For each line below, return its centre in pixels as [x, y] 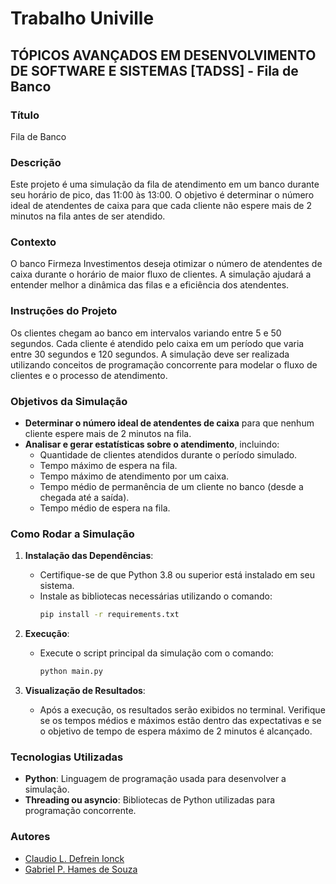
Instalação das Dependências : [89, 556]
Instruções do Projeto [64, 311]
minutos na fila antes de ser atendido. [88, 216]
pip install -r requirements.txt [109, 615]
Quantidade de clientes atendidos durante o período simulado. [168, 455]
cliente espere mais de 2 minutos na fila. [108, 434]
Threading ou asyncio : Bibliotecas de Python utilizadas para [150, 800]
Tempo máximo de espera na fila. [108, 466]
